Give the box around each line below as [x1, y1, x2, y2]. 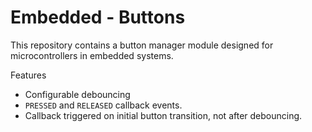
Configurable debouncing [24, 88, 131, 100]
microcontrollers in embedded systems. [10, 49, 174, 61]
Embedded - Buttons [10, 6, 186, 29]
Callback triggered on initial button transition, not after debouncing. [24, 109, 303, 121]
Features [10, 69, 47, 81]
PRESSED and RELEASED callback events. [24, 99, 183, 111]
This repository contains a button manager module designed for [10, 39, 274, 51]
